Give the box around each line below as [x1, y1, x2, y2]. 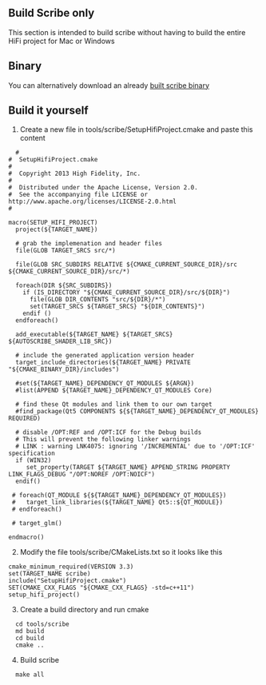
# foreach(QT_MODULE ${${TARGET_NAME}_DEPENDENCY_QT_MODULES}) [11, 492, 227, 500]
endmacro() [8, 533, 45, 542]
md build [15, 627, 45, 635]
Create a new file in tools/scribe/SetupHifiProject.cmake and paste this [19, 125, 253, 134]
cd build [15, 635, 45, 643]
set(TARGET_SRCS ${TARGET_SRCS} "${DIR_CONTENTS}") [29, 303, 205, 311]
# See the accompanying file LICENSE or [8, 191, 149, 199]
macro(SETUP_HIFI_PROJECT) [8, 219, 98, 227]
